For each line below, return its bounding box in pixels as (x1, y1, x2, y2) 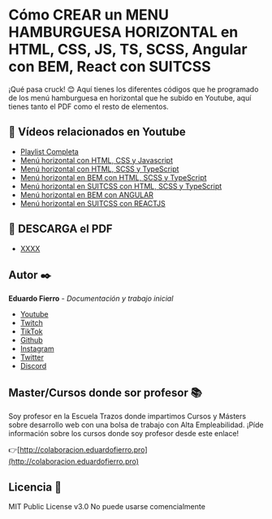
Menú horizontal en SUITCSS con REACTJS (19, 198, 166, 208)
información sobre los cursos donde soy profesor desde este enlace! (8, 429, 240, 439)
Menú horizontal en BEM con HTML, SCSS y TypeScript (19, 172, 207, 182)
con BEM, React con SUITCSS (8, 58, 211, 76)
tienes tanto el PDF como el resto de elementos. (8, 102, 169, 111)
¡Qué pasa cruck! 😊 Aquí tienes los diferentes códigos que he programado (8, 84, 259, 94)
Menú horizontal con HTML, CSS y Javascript (19, 155, 173, 165)
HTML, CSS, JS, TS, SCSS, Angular (8, 41, 248, 58)
